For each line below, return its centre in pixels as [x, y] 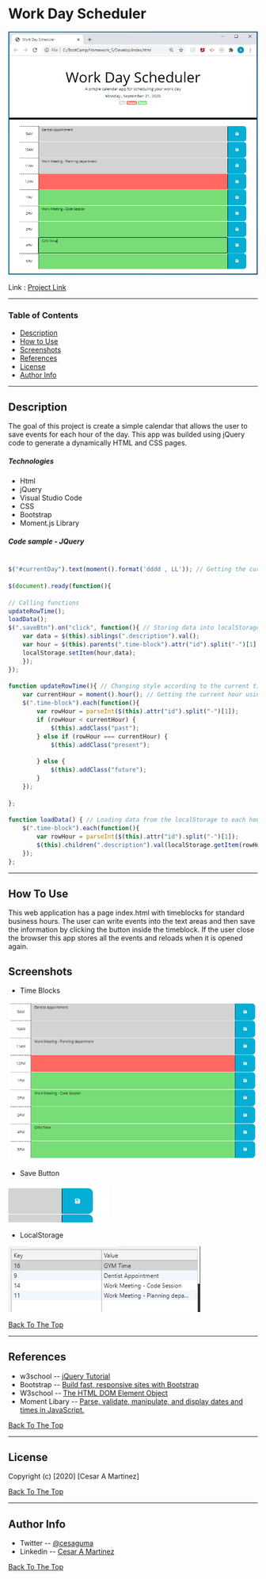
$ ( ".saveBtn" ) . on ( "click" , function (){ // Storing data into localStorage [134, 628]
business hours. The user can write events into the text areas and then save [132, 921]
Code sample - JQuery [46, 541]
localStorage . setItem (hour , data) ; [79, 653]
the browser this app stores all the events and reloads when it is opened [125, 938]
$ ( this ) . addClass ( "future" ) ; [99, 770]
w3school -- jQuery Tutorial [65, 1376]
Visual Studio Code [51, 498]
